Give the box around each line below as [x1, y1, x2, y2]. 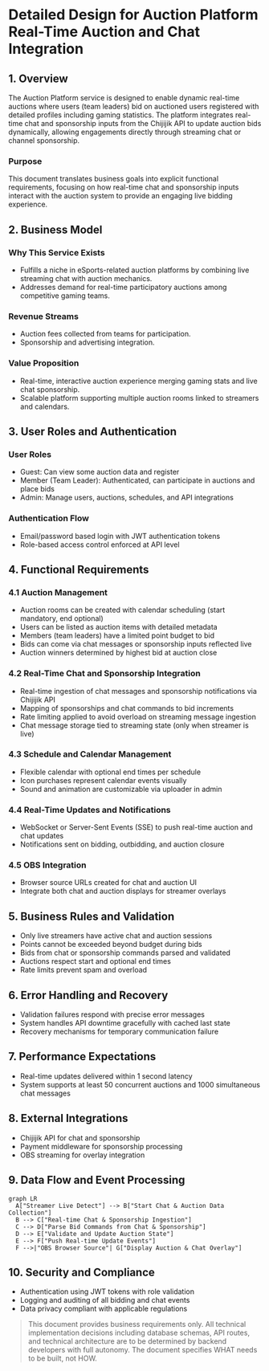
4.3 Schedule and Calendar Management [8, 749, 172, 760]
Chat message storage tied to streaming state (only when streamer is [19, 720, 249, 730]
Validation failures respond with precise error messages [19, 1010, 205, 1019]
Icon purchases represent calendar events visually [19, 775, 187, 785]
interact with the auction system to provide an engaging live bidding [8, 191, 233, 201]
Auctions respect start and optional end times [19, 957, 171, 966]
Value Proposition [8, 357, 79, 369]
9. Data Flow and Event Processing [8, 1173, 185, 1187]
